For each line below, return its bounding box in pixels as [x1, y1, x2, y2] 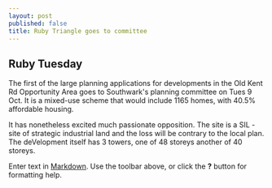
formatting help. [8, 170, 63, 180]
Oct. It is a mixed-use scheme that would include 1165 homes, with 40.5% [8, 96, 257, 105]
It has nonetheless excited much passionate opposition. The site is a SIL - [8, 120, 256, 130]
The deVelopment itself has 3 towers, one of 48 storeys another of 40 [8, 137, 243, 147]
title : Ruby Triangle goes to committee [8, 27, 148, 35]
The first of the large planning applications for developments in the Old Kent [8, 79, 263, 88]
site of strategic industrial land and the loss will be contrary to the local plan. [8, 129, 265, 139]
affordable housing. [8, 105, 74, 114]
